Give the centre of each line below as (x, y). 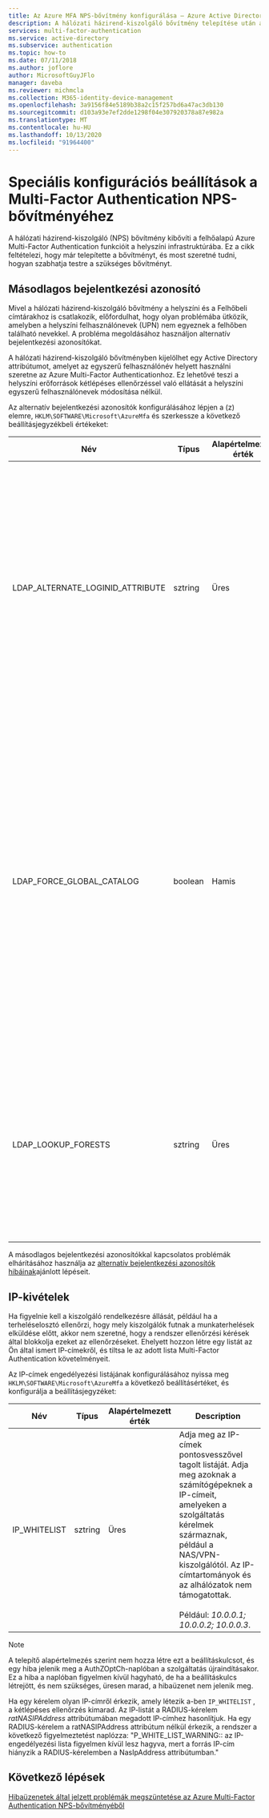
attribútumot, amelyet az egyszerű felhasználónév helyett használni (120, 366)
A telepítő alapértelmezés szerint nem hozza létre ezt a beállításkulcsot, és (131, 1660)
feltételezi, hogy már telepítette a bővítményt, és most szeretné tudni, (123, 255)
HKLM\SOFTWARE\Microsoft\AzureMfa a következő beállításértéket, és (119, 1383)
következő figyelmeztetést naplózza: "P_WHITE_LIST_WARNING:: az (120, 1735)
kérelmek (197, 1525)
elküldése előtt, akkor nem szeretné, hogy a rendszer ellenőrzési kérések (129, 1333)
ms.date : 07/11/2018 (43, 61)
